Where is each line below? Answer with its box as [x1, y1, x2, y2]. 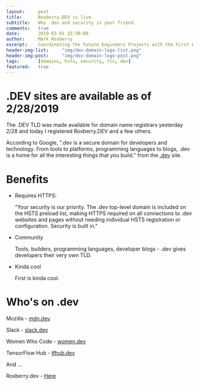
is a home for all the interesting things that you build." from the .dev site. [6, 152, 182, 159]
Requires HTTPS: [14, 192, 57, 199]
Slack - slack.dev [6, 326, 49, 333]
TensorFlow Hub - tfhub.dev [6, 349, 75, 357]
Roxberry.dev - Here [6, 373, 56, 380]
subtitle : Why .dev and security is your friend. [6, 20, 136, 25]
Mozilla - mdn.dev [6, 315, 50, 322]
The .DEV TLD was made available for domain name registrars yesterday [6, 121, 184, 129]
